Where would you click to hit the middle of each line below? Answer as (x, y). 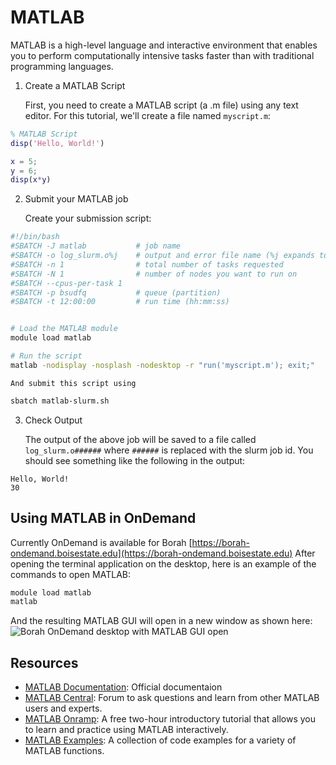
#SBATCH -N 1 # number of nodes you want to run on (154, 274)
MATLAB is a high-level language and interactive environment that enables (164, 45)
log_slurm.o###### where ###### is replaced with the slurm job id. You (169, 450)
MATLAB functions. (64, 751)
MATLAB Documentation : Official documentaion (123, 687)
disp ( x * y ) (31, 180)
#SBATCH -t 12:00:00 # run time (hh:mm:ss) (120, 302)
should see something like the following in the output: (135, 460)
